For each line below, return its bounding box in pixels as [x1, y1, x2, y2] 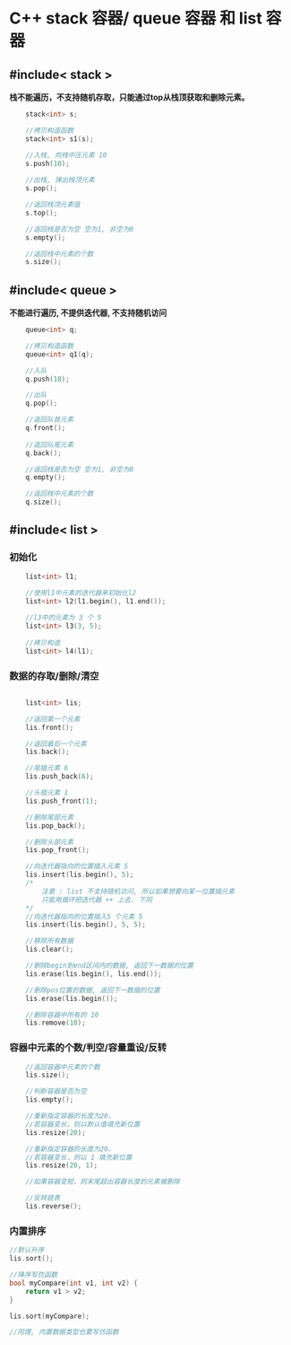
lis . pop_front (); [25, 846, 90, 855]
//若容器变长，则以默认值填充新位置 [25, 1120, 141, 1129]
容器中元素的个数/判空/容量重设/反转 [9, 1042, 167, 1054]
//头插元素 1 [25, 788, 69, 797]
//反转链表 [25, 1193, 61, 1203]
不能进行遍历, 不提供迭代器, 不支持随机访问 [9, 307, 167, 319]
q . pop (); [25, 399, 58, 409]
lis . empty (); [25, 1095, 74, 1104]
